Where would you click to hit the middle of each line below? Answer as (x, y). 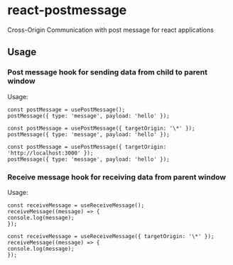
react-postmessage (67, 10)
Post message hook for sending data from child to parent (108, 72)
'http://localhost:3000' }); (50, 153)
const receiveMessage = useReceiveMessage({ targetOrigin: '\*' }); (111, 236)
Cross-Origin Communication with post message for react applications (111, 30)
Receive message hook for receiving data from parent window (116, 177)
